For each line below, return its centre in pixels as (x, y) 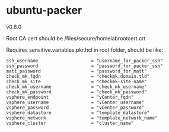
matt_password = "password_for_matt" (76, 71)
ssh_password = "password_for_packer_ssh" (84, 66)
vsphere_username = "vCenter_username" (75, 102)
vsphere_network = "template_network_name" (82, 118)
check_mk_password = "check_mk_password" (76, 92)
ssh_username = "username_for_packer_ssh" (84, 61)
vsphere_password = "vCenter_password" (75, 108)
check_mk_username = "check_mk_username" (76, 87)
